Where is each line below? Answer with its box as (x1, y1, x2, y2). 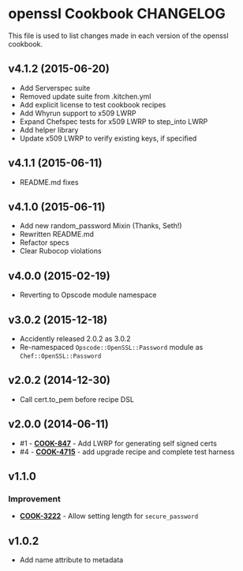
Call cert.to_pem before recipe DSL (19, 394, 134, 404)
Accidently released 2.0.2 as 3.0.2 (19, 334, 131, 344)
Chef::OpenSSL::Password (19, 352, 102, 360)
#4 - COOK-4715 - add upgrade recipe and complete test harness (19, 447, 235, 456)
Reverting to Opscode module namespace (19, 290, 157, 300)
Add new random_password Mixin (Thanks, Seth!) (19, 221, 183, 231)
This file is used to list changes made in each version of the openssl (8, 31, 229, 40)
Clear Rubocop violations (19, 246, 102, 256)
